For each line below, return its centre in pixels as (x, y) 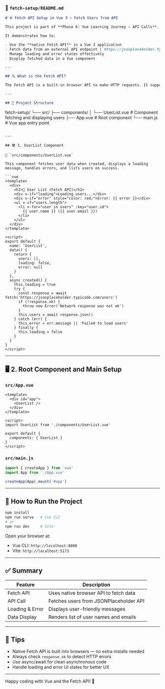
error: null (30, 267)
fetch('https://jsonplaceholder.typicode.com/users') (61, 297)
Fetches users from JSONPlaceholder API (96, 601)
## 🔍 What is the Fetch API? (36, 76)
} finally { (26, 328)
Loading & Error (26, 609)
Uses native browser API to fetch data (92, 593)
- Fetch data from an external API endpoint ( (54, 49)
